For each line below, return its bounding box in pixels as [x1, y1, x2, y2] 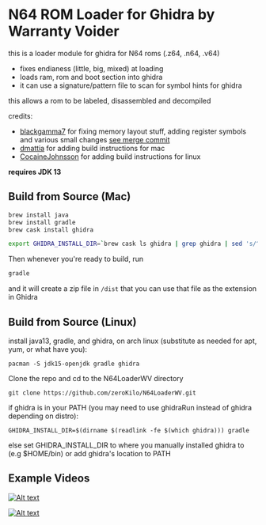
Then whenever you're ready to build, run [8, 255, 144, 264]
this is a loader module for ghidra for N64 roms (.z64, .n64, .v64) [8, 48, 220, 58]
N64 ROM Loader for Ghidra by [8, 6, 215, 24]
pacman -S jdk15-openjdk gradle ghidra [8, 360, 140, 368]
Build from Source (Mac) [8, 190, 131, 203]
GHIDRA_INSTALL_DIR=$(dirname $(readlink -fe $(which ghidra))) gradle [8, 426, 249, 434]
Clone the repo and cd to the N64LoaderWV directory [8, 373, 184, 383]
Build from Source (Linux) [8, 315, 137, 329]
